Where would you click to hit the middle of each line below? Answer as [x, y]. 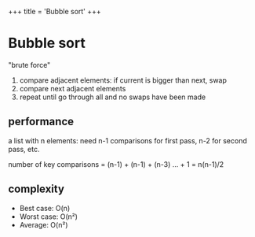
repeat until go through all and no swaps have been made [113, 97]
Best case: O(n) [45, 208]
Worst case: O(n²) [49, 217]
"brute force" [29, 65]
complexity [36, 189]
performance [41, 122]
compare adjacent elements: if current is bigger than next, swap [123, 80]
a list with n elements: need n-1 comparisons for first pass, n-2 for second [127, 140]
